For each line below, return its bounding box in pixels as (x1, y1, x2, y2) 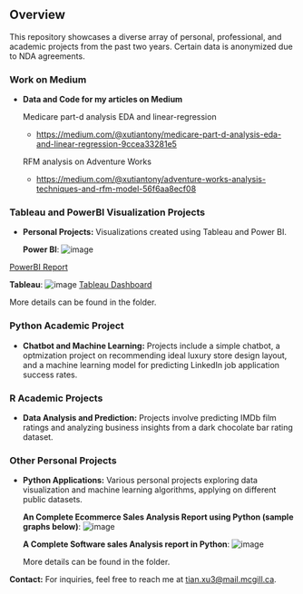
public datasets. (22, 494, 83, 505)
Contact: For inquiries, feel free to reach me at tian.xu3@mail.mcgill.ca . (9, 574, 277, 585)
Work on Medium (9, 73, 87, 85)
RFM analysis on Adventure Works (22, 156, 152, 167)
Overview (9, 7, 66, 23)
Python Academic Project (9, 319, 124, 332)
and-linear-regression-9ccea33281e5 (35, 139, 177, 150)
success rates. (22, 369, 78, 380)
